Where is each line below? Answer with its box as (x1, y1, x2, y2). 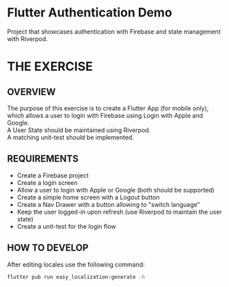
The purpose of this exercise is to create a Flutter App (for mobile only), (7, 104, 209, 112)
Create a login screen (16, 178, 78, 186)
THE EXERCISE (7, 59, 94, 75)
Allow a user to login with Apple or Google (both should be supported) (16, 186, 215, 194)
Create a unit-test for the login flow (16, 222, 116, 230)
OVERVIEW (7, 86, 56, 97)
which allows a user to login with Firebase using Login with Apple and (7, 111, 204, 119)
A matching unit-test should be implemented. (7, 133, 135, 141)
